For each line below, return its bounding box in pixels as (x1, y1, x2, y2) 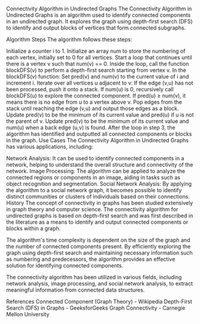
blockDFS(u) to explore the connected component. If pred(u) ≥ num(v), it (6, 92, 186, 99)
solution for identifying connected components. (6, 262, 124, 269)
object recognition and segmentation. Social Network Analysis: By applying (6, 180, 192, 187)
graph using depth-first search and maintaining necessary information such (6, 249, 193, 256)
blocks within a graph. (6, 225, 61, 232)
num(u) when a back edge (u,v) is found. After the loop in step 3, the (6, 124, 175, 131)
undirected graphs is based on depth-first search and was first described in (6, 212, 193, 219)
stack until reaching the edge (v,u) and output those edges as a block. (6, 105, 179, 112)
